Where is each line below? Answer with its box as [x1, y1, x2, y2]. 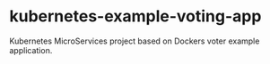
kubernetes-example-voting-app [9, 6, 262, 27]
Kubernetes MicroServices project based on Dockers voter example [9, 36, 260, 46]
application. [9, 44, 53, 55]
